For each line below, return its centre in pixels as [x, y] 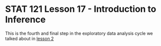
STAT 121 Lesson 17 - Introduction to [81, 9]
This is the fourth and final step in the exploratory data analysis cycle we [79, 33]
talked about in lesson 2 [29, 39]
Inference [26, 20]
